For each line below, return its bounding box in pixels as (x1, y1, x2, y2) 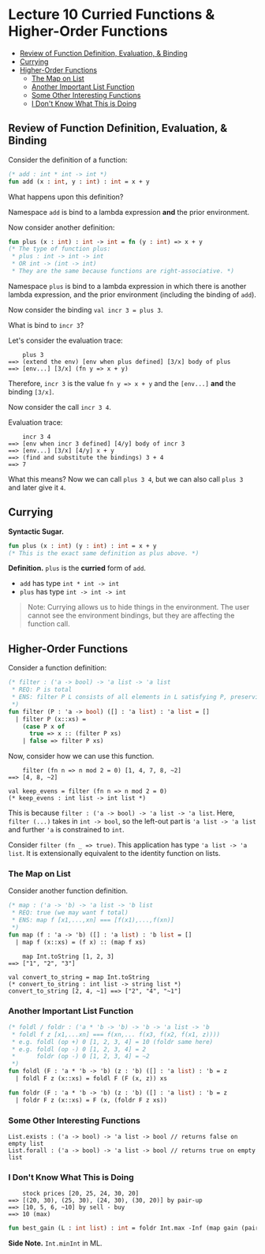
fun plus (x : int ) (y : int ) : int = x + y (8, 542, 157, 550)
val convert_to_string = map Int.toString (8, 973, 150, 981)
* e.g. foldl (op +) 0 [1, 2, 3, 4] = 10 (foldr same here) (11, 1038, 214, 1046)
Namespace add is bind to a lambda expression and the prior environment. (8, 207, 250, 216)
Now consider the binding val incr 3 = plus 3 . (8, 305, 163, 314)
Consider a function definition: (8, 663, 107, 673)
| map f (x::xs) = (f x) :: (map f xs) (15, 938, 147, 946)
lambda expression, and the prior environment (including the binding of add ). (8, 290, 256, 299)
